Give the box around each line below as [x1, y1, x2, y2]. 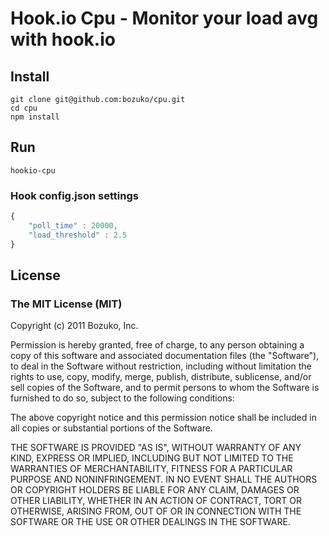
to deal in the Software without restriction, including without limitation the [10, 360, 312, 372]
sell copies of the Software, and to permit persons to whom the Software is [10, 382, 320, 394]
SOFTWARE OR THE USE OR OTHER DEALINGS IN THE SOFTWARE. [10, 516, 291, 528]
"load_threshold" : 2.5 [28, 230, 128, 240]
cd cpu [10, 103, 38, 113]
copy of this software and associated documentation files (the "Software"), [10, 350, 320, 362]
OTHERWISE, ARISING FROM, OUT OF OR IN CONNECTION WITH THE [10, 505, 302, 517]
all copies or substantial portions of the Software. [10, 422, 213, 434]
